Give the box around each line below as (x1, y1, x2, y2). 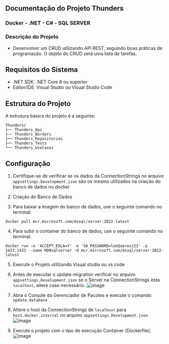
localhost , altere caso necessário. (12, 282, 86, 289)
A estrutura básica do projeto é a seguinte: (5, 113, 96, 119)
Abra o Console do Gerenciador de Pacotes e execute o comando (12, 292, 152, 298)
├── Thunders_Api (5, 127, 43, 132)
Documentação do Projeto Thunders (5, 4, 124, 13)
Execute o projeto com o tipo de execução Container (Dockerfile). (12, 328, 152, 334)
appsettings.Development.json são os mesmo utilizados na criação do (12, 178, 161, 184)
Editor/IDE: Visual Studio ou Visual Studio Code (12, 84, 113, 90)
